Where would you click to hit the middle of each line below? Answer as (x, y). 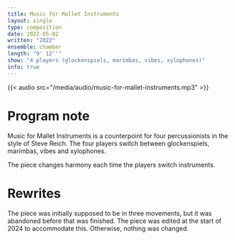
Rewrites (34, 193)
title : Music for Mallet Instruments (63, 14)
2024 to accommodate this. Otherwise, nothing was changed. (98, 228)
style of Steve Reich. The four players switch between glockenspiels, (109, 143)
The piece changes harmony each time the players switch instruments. (111, 165)
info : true (23, 67)
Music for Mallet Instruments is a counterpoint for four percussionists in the (118, 135)
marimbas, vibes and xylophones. (57, 151)
